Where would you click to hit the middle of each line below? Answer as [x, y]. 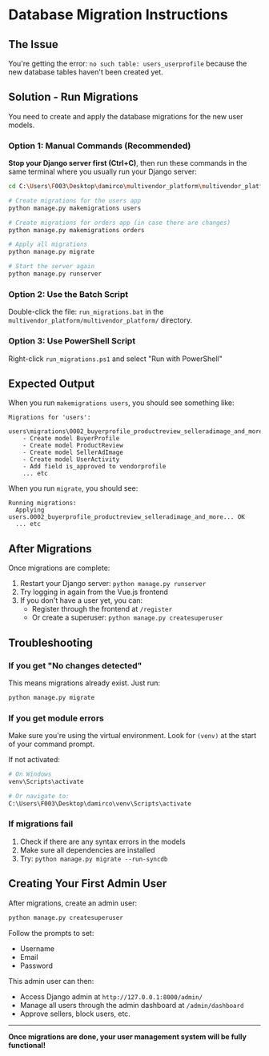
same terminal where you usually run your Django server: [103, 172]
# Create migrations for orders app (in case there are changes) [119, 223]
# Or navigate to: [39, 796]
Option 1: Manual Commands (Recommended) [100, 146]
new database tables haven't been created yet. [86, 72]
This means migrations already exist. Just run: [84, 683]
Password [36, 966]
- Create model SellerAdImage [73, 453]
